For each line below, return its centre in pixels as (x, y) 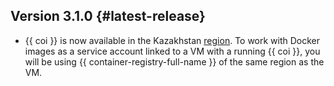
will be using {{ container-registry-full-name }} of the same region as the (174, 61)
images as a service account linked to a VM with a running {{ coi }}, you (172, 51)
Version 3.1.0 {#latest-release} (108, 16)
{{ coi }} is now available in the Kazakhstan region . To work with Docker (172, 40)
